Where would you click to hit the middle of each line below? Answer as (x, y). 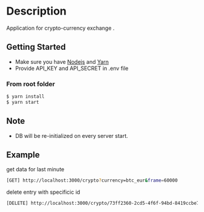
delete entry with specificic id (43, 192)
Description (36, 11)
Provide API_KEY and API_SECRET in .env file (72, 68)
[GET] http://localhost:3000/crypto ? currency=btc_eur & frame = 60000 (92, 180)
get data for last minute (36, 169)
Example (23, 155)
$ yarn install (25, 97)
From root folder (31, 84)
